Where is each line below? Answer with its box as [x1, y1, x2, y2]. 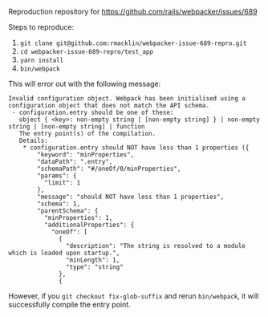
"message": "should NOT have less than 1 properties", [37, 193, 225, 201]
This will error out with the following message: [8, 79, 161, 88]
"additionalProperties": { [43, 221, 135, 229]
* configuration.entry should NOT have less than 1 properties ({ [22, 144, 250, 152]
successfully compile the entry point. [8, 300, 131, 309]
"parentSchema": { [37, 207, 99, 215]
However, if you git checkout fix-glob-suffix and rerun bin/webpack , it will [8, 291, 259, 300]
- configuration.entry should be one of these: [11, 108, 174, 116]
